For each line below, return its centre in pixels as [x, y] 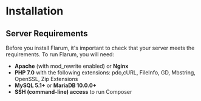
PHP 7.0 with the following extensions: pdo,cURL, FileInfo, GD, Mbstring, [105, 73]
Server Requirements [47, 34]
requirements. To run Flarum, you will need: [60, 54]
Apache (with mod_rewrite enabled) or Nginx [71, 66]
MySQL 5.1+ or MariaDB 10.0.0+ [55, 85]
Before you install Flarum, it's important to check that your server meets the [100, 48]
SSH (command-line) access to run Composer [73, 92]
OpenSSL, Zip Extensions [46, 79]
